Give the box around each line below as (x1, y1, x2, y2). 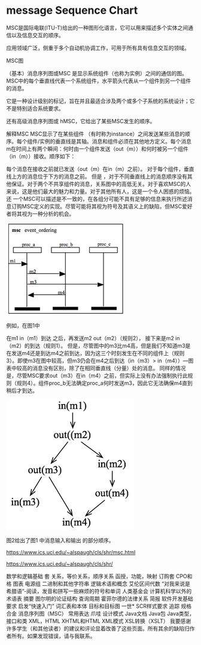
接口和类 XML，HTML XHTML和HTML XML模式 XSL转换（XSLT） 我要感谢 (6, 617, 191, 625)
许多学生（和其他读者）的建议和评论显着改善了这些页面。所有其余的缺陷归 (6, 625, 190, 632)
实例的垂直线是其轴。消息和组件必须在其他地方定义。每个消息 (39, 137, 192, 145)
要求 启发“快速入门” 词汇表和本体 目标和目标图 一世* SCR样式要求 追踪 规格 (6, 602, 192, 610)
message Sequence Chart (6, 4, 138, 17)
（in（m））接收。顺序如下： (6, 152, 76, 160)
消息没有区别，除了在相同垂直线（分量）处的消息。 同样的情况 (32, 364, 186, 371)
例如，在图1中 (6, 322, 40, 329)
